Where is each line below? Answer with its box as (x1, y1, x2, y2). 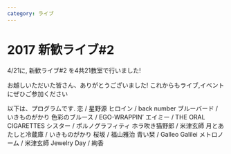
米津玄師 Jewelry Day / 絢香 (24, 139, 104, 147)
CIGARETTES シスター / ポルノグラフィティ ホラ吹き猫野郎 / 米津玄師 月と (7, 122, 219, 130)
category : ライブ (7, 10, 54, 17)
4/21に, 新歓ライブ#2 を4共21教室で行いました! (7, 66, 141, 75)
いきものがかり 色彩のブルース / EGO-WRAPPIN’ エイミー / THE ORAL (7, 113, 205, 121)
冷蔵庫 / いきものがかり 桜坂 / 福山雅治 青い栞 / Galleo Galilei (25, 130, 198, 138)
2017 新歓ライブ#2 (7, 42, 115, 57)
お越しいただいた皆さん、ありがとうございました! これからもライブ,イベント (7, 81, 225, 89)
